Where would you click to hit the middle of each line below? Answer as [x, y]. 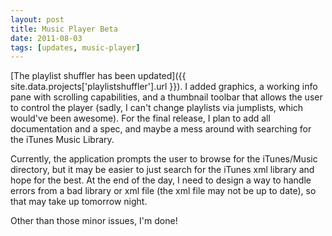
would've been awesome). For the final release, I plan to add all [140, 118]
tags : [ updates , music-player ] [75, 47]
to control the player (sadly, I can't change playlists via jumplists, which [157, 108]
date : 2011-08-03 [46, 38]
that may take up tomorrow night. [79, 202]
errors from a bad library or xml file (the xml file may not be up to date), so [163, 191]
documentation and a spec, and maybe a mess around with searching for [161, 129]
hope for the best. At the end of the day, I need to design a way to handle [161, 180]
